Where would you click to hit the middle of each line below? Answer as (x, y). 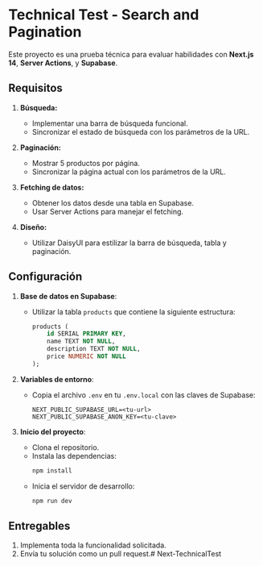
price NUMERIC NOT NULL (86, 356)
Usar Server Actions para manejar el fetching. (107, 211)
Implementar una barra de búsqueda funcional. (110, 123)
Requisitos (35, 88)
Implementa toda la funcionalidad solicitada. (93, 545)
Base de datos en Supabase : (68, 296)
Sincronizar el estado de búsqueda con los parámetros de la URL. (141, 131)
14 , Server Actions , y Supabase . (63, 63)
